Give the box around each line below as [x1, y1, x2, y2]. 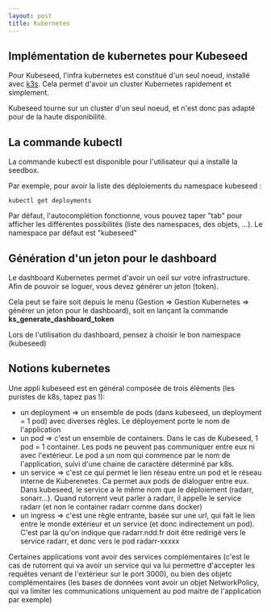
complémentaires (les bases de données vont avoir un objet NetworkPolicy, [8, 577, 260, 587]
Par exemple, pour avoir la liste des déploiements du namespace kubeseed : [8, 181, 262, 191]
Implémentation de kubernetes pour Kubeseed [8, 49, 248, 63]
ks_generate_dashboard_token [8, 314, 115, 324]
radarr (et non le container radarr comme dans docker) [19, 501, 203, 511]
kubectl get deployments [8, 197, 92, 205]
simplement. [8, 88, 50, 98]
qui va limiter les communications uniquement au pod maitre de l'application [8, 586, 262, 596]
